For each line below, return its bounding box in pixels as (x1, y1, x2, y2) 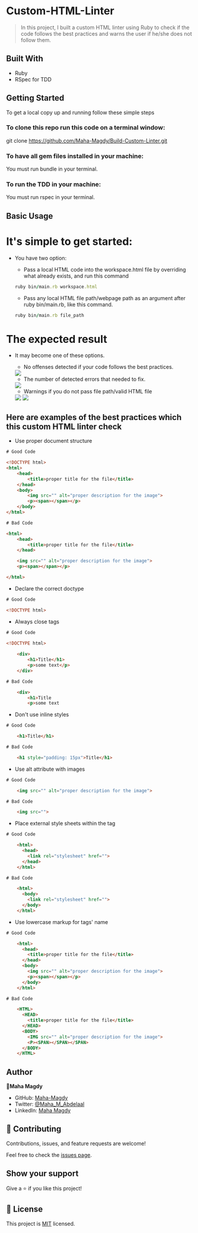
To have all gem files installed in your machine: (6, 152, 144, 160)
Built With (6, 53, 43, 64)
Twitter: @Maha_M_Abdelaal (14, 1100, 85, 1108)
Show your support (6, 1169, 79, 1179)
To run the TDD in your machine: (6, 180, 101, 188)
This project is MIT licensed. (6, 1220, 75, 1227)
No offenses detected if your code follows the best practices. (23, 364, 174, 371)
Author (6, 1067, 33, 1077)
